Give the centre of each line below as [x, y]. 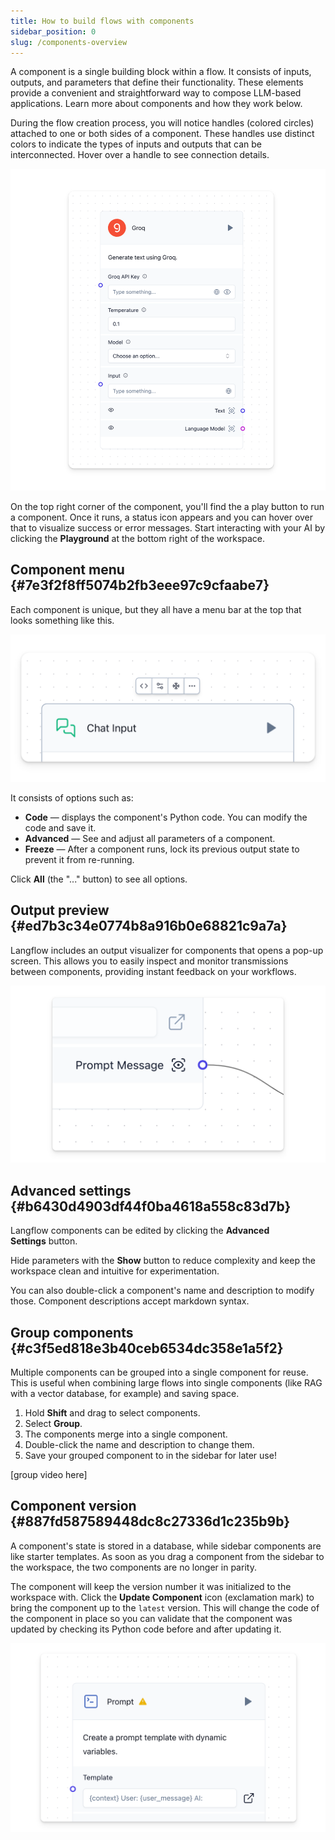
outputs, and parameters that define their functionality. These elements [157, 82]
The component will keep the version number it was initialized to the [151, 1586]
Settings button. [44, 1241]
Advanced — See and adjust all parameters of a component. [150, 838]
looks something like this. [62, 620]
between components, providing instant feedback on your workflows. [153, 971]
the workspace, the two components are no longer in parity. [133, 1567]
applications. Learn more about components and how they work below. [156, 104]
